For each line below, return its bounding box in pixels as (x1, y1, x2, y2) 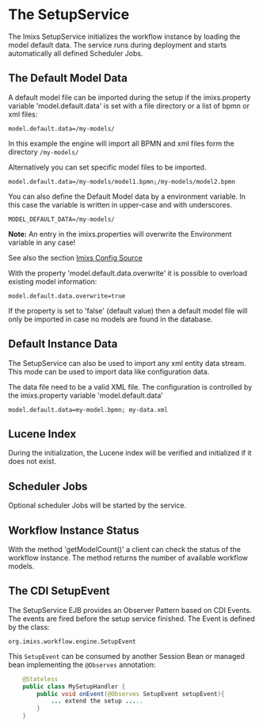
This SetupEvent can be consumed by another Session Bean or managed (8, 651, 246, 660)
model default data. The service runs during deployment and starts (8, 40, 227, 49)
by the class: (8, 622, 50, 631)
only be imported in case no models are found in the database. (8, 314, 213, 324)
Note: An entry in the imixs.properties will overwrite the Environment (8, 229, 232, 238)
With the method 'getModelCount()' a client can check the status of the (8, 545, 242, 554)
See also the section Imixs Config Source (8, 253, 143, 262)
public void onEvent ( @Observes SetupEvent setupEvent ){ (36, 690, 225, 698)
